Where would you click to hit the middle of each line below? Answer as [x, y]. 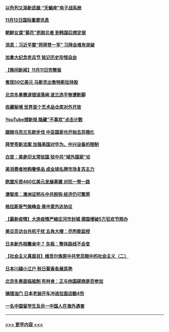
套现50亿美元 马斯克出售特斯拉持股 [42, 82]
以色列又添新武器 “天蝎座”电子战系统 [44, 8]
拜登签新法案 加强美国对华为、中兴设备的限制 [52, 144]
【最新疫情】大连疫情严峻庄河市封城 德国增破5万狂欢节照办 [67, 219]
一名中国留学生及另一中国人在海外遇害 [45, 306]
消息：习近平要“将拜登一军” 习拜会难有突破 [50, 45]
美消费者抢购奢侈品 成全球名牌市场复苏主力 [50, 169]
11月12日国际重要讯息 [27, 20]
